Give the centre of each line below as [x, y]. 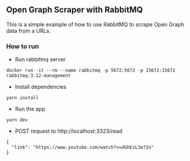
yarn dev [17, 120]
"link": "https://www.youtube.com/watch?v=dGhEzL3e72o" [83, 147]
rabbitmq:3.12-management [38, 76]
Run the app [30, 109]
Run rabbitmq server [40, 59]
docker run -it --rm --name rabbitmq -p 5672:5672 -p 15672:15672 [91, 71]
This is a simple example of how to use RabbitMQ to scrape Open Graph [95, 24]
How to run [22, 46]
